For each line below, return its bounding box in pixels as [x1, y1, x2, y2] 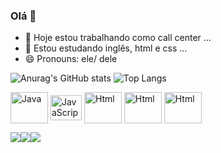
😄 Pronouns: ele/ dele [24, 53, 118, 65]
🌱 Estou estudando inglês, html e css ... [24, 42, 188, 54]
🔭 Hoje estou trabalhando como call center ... [24, 32, 212, 44]
